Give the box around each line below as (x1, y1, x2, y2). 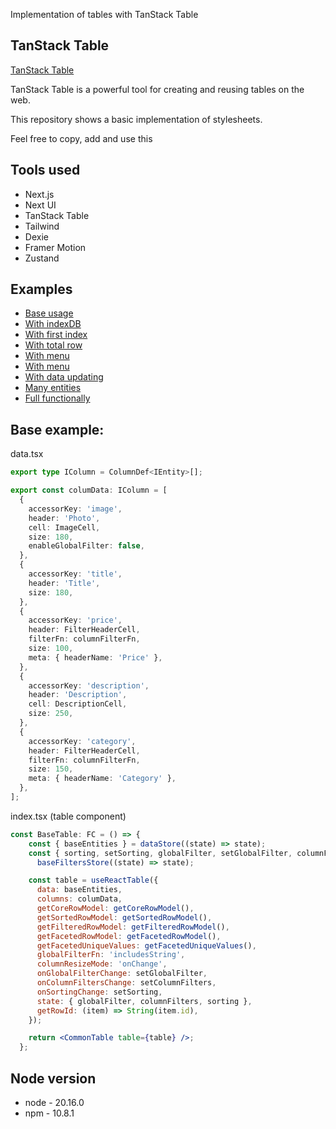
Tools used (10, 162, 81, 179)
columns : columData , (36, 894, 123, 904)
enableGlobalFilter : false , (28, 541, 145, 551)
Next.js (24, 188, 55, 200)
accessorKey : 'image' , (28, 504, 123, 514)
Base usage (24, 307, 74, 319)
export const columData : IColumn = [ (10, 485, 168, 496)
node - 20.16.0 (24, 1096, 85, 1108)
